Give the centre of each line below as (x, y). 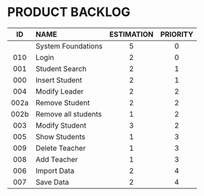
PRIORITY (177, 34)
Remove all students (69, 114)
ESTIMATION (131, 34)
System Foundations (69, 46)
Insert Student (59, 80)
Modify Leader (59, 91)
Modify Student (61, 125)
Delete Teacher (60, 148)
